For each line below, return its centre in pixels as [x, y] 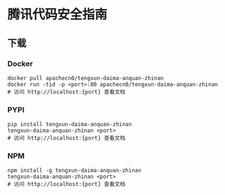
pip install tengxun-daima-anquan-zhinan [70, 125]
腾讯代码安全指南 [58, 15]
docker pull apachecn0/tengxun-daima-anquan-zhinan [85, 78]
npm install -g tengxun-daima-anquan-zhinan [74, 171]
